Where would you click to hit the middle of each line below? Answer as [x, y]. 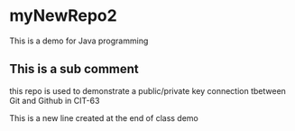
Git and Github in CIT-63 [55, 100]
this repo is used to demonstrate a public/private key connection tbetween [148, 90]
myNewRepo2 [63, 16]
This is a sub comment [74, 69]
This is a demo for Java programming [79, 41]
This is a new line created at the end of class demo [104, 117]
